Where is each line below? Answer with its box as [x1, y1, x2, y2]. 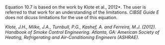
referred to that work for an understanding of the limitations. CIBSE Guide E [5, 9, 159, 15]
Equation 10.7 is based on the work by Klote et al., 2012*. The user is [5, 4, 146, 10]
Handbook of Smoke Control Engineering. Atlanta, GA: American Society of [5, 29, 160, 35]
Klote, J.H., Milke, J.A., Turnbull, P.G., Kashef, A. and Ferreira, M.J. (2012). [5, 24, 157, 30]
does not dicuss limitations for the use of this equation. [5, 15, 118, 20]
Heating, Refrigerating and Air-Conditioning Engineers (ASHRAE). [5, 34, 140, 40]
